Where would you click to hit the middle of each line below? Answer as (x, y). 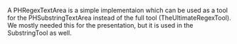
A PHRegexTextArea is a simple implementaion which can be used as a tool (117, 10)
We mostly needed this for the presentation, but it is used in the (100, 25)
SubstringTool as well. (40, 33)
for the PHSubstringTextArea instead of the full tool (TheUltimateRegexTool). (119, 18)
